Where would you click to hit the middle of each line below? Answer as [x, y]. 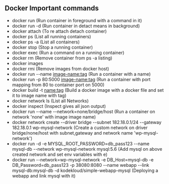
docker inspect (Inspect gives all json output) [59, 106]
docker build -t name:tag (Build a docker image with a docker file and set [88, 90]
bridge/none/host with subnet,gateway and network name [72, 133]
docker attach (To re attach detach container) [59, 31]
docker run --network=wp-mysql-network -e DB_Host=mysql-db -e [83, 160]
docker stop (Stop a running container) [52, 47]
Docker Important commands [52, 8]
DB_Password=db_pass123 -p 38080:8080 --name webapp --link [80, 165]
